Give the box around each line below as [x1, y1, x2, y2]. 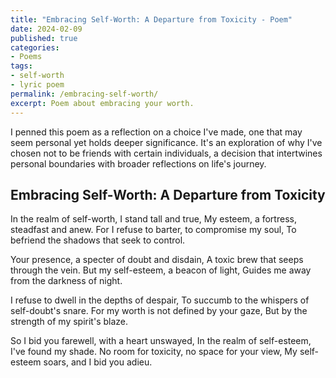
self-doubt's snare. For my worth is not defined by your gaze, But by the [10, 305, 308, 317]
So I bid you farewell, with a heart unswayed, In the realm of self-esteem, [10, 335, 312, 347]
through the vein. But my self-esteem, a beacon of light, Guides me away [10, 264, 312, 276]
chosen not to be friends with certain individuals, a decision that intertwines [10, 147, 323, 159]
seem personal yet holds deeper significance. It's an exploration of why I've [10, 136, 323, 148]
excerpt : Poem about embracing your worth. [10, 98, 195, 108]
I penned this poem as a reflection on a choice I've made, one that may [10, 126, 303, 138]
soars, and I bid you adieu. [43, 356, 153, 368]
